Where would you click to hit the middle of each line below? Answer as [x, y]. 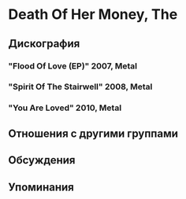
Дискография [44, 44]
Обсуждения [42, 160]
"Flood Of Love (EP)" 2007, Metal [73, 66]
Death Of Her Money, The [93, 15]
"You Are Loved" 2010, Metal [65, 108]
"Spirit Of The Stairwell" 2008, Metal [80, 87]
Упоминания [41, 187]
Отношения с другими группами [93, 133]
